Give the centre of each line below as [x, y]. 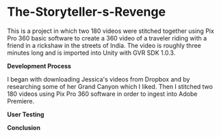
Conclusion [24, 127]
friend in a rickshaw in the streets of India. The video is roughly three [104, 45]
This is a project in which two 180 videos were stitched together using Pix [110, 31]
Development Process [39, 66]
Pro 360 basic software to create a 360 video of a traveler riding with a [107, 38]
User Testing [26, 114]
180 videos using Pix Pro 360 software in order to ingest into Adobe [102, 94]
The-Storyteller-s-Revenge [87, 12]
